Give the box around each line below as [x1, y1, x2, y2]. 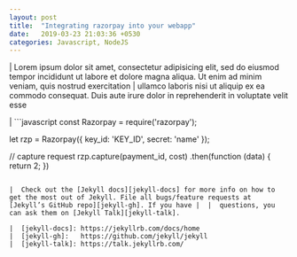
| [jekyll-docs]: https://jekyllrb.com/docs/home [9, 224, 200, 233]
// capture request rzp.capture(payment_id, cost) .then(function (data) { [9, 152, 271, 162]
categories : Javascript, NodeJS [9, 37, 129, 47]
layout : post [9, 12, 58, 22]
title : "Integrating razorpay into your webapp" [9, 21, 197, 30]
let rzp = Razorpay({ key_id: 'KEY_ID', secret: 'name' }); [9, 134, 210, 144]
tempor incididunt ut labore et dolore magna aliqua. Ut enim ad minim [9, 72, 262, 82]
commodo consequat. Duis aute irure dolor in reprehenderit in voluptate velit [9, 90, 288, 101]
